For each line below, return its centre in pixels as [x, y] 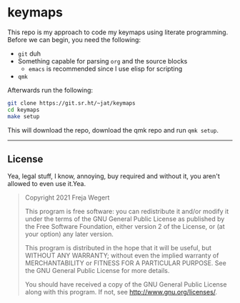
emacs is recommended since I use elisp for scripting [105, 68]
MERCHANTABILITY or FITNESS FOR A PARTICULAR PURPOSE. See [125, 263]
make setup [24, 116]
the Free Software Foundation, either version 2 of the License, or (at [125, 227]
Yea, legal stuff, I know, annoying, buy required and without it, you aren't [114, 176]
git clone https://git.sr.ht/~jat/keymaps [71, 103]
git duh [29, 53]
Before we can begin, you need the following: [74, 39]
